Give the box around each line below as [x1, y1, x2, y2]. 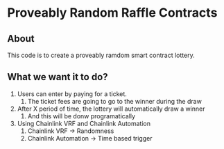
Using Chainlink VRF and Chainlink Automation [17, 119, 151, 127]
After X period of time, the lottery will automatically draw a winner [17, 104, 206, 113]
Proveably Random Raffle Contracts [7, 5, 218, 21]
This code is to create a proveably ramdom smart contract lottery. [7, 51, 196, 59]
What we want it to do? [7, 71, 109, 83]
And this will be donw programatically [27, 111, 136, 120]
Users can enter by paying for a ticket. [17, 89, 127, 98]
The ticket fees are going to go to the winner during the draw [27, 97, 203, 105]
